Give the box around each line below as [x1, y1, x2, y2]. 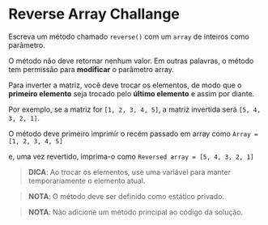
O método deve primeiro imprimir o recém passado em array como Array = [8, 129, 258, 138]
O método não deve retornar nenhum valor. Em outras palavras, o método [8, 56, 254, 66]
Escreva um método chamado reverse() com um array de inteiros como [8, 32, 249, 41]
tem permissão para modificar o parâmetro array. [8, 64, 174, 74]
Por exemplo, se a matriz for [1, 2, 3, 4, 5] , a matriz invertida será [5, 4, [8, 104, 262, 114]
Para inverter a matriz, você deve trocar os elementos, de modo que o [8, 80, 242, 90]
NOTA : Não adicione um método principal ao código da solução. [28, 207, 244, 217]
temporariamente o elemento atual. [28, 176, 146, 185]
